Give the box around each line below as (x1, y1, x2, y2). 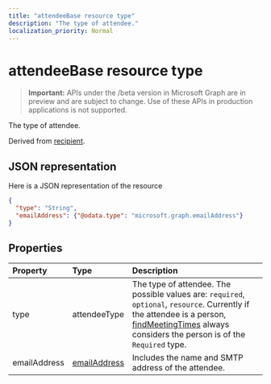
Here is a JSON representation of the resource (8, 181, 163, 191)
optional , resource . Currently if (131, 299, 250, 310)
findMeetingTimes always (131, 319, 230, 330)
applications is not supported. (27, 105, 127, 115)
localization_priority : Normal (8, 27, 114, 35)
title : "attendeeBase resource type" (8, 11, 135, 20)
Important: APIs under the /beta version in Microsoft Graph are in (27, 88, 246, 97)
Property (12, 265, 48, 276)
